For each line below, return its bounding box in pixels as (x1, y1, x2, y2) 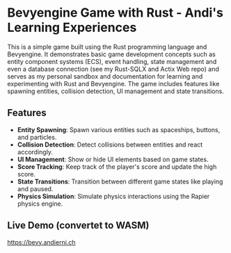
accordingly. (17, 147, 54, 156)
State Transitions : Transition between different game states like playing (17, 177, 223, 186)
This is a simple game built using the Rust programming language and (7, 42, 207, 51)
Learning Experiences (7, 19, 137, 35)
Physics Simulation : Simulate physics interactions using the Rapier (17, 192, 210, 200)
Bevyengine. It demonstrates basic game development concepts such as (7, 50, 216, 58)
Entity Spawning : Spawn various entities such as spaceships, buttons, (17, 125, 221, 133)
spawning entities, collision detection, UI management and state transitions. (7, 87, 224, 95)
